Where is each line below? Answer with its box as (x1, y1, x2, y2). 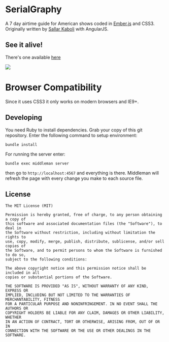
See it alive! (5, 41, 43, 49)
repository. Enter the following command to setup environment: (5, 132, 138, 138)
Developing (5, 113, 42, 122)
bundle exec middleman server (5, 161, 70, 166)
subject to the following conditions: (5, 257, 87, 262)
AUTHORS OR (5, 306, 28, 311)
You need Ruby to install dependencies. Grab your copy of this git (5, 126, 143, 133)
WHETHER (5, 315, 22, 320)
